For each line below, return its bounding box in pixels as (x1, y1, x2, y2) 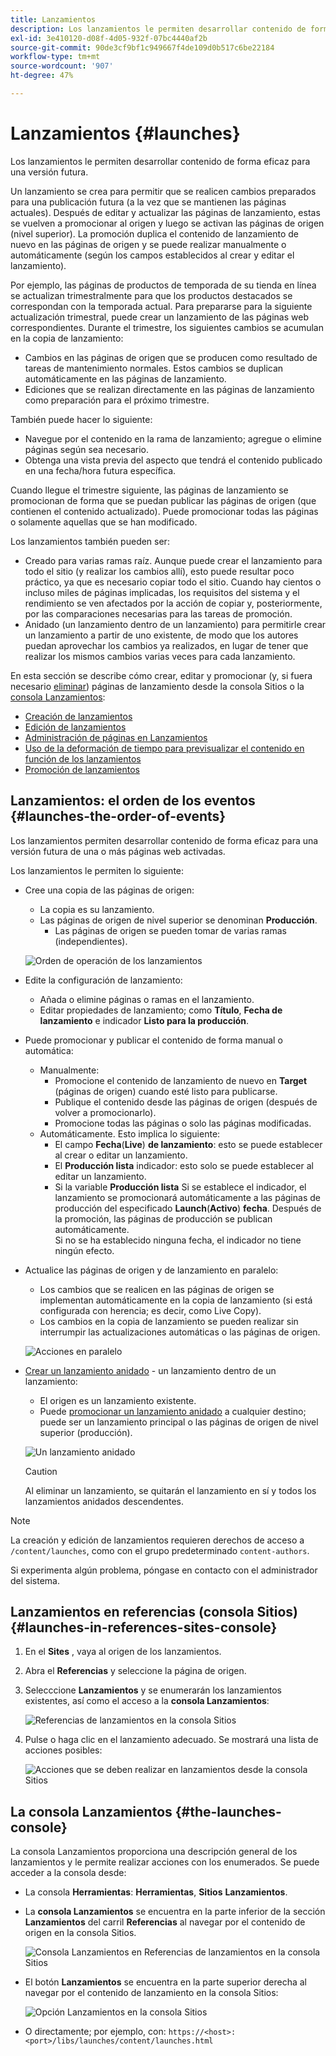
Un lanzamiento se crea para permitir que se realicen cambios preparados (10, 185, 317, 197)
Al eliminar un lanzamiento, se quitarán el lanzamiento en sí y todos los (24, 1484, 317, 1496)
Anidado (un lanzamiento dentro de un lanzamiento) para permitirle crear (24, 618, 327, 630)
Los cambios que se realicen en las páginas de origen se (39, 1283, 275, 1295)
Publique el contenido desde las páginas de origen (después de (54, 1096, 318, 1108)
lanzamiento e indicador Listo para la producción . (39, 1014, 250, 1026)
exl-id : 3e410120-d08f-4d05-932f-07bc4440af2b (10, 33, 208, 43)
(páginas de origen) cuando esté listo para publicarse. (54, 1085, 278, 1097)
